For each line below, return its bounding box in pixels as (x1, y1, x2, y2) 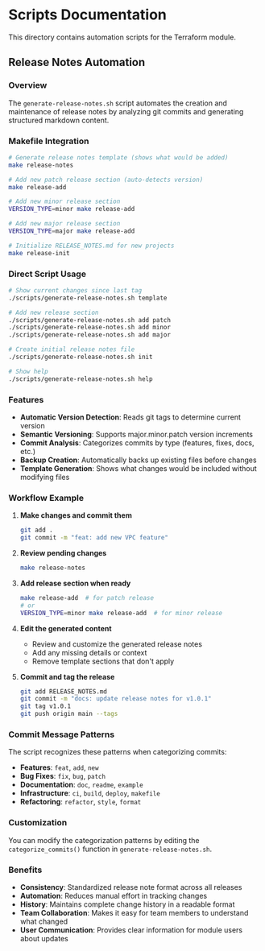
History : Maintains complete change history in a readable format (19, 899, 235, 909)
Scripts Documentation (8, 6, 167, 24)
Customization (8, 817, 68, 829)
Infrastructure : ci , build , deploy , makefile (19, 788, 161, 798)
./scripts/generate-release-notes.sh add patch (8, 316, 172, 324)
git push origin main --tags (19, 710, 118, 718)
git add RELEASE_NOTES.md (19, 687, 107, 696)
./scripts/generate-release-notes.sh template (8, 294, 168, 302)
